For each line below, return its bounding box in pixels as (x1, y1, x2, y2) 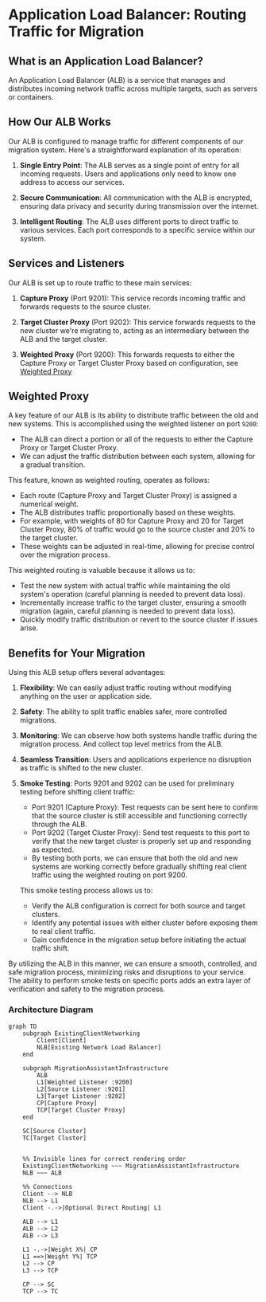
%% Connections (22, 1182, 73, 1190)
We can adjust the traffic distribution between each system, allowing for (19, 452, 256, 461)
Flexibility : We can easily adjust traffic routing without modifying (19, 683, 232, 692)
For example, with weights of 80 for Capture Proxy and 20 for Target (19, 516, 244, 526)
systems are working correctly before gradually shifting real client (31, 862, 248, 872)
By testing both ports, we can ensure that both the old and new (31, 853, 238, 863)
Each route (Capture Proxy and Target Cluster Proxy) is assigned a (19, 491, 237, 500)
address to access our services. (19, 177, 125, 186)
